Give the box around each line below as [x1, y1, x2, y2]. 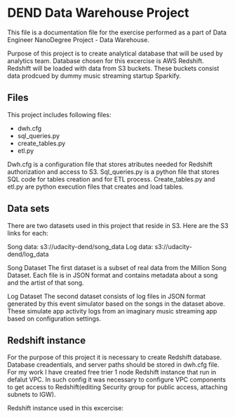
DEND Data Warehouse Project [7, 5, 189, 21]
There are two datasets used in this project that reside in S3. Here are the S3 [7, 221, 229, 229]
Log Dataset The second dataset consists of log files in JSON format [7, 292, 206, 300]
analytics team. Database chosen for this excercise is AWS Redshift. [7, 56, 205, 65]
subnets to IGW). [7, 391, 56, 399]
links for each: [7, 229, 48, 237]
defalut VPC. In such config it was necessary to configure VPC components [7, 375, 227, 384]
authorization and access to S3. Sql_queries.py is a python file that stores [7, 167, 220, 176]
